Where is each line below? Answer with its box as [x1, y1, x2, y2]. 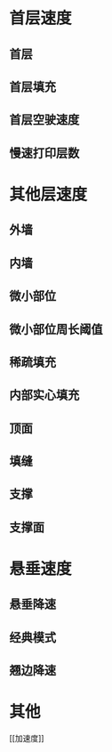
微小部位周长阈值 [9, 321, 103, 336]
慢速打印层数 [9, 145, 80, 160]
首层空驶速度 [9, 112, 80, 127]
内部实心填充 [9, 388, 80, 403]
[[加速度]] [9, 733, 44, 744]
